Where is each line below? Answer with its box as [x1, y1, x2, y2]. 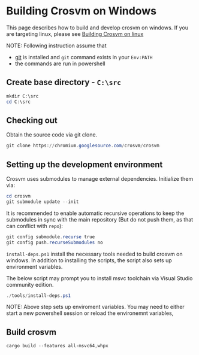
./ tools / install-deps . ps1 [6, 292, 71, 299]
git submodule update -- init [6, 199, 79, 205]
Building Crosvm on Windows [6, 4, 157, 18]
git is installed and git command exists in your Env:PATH [14, 53, 153, 60]
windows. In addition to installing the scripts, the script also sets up [6, 256, 172, 264]
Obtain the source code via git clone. [6, 131, 98, 138]
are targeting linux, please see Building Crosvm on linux [6, 30, 144, 37]
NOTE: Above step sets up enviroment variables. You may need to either [6, 304, 185, 311]
